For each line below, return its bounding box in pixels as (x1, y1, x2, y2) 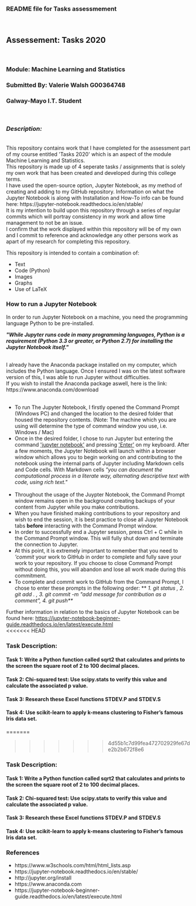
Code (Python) (14, 266, 50, 274)
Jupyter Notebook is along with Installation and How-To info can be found (6, 194, 184, 201)
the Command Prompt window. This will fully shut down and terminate (14, 535, 184, 542)
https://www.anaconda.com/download (6, 386, 99, 393)
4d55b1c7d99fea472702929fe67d (108, 739, 190, 746)
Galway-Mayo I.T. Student (6, 96, 82, 104)
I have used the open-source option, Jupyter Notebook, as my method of (6, 181, 183, 189)
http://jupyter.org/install (14, 874, 72, 881)
